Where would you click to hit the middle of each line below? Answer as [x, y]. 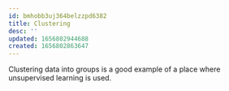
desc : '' [23, 31]
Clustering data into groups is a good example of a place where [114, 69]
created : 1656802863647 [49, 46]
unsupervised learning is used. [60, 78]
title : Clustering [39, 24]
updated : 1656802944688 [49, 39]
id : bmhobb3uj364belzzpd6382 [58, 16]
